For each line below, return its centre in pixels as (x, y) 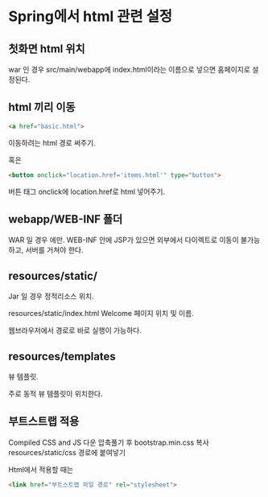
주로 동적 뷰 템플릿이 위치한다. (56, 394)
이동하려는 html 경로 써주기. (52, 142)
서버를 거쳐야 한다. (54, 250)
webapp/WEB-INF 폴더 (66, 219)
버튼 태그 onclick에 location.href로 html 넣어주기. (87, 191)
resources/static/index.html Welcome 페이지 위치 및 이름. (101, 314)
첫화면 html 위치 (47, 49)
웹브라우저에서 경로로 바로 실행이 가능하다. (75, 331)
